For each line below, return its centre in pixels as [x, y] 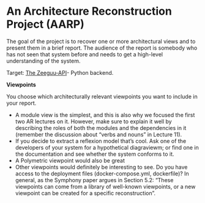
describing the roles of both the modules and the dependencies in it [101, 128]
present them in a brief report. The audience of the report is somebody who [102, 48]
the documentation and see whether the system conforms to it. [95, 154]
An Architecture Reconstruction [89, 11]
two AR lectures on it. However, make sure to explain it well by [94, 121]
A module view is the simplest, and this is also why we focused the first [105, 115]
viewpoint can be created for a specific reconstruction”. [85, 193]
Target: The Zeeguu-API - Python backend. [60, 72]
